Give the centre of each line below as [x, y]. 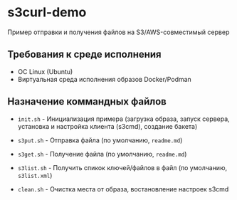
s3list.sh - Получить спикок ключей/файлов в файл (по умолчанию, [122, 167]
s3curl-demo [47, 12]
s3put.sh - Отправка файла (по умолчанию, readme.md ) [100, 140]
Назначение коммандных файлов [87, 101]
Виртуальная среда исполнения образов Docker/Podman [105, 79]
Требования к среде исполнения [84, 54]
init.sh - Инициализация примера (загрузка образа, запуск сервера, [123, 119]
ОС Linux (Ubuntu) [45, 71]
